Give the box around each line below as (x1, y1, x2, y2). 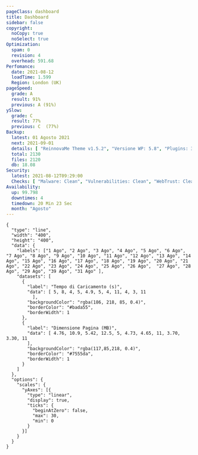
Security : (6, 167, 31, 174)
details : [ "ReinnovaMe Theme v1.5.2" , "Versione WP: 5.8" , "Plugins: (11, 146, 189, 151)
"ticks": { (27, 403, 54, 408)
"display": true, (27, 397, 70, 404)
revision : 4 (11, 52, 41, 58)
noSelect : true (11, 36, 49, 42)
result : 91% (11, 96, 41, 102)
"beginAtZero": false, (32, 408, 88, 414)
